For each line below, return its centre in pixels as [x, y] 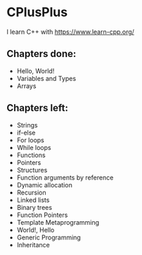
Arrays [26, 86]
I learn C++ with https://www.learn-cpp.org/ [71, 32]
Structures [32, 170]
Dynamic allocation [45, 185]
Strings [27, 125]
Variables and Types [46, 78]
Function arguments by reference [65, 178]
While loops [34, 147]
